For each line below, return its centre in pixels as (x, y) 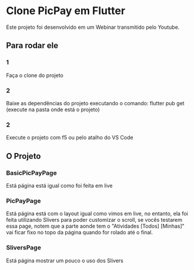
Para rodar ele (32, 46)
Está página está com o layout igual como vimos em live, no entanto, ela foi (97, 214)
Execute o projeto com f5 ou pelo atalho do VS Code (70, 138)
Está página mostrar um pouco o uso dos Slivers (65, 261)
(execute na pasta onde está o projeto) (53, 109)
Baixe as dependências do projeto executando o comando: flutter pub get (95, 103)
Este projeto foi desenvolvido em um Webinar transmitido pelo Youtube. (93, 27)
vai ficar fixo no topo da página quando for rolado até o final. (80, 232)
